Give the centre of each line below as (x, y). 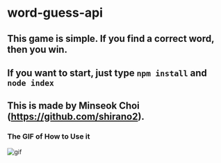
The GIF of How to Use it (49, 137)
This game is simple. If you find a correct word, (111, 39)
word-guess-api (55, 13)
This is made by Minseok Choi (74, 106)
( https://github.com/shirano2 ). (76, 117)
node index (31, 83)
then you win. (38, 49)
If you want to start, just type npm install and (107, 73)
